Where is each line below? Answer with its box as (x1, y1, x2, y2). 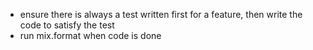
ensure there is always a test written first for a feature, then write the (19, 9, 303, 20)
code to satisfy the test (19, 19, 115, 31)
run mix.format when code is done (19, 30, 162, 41)
